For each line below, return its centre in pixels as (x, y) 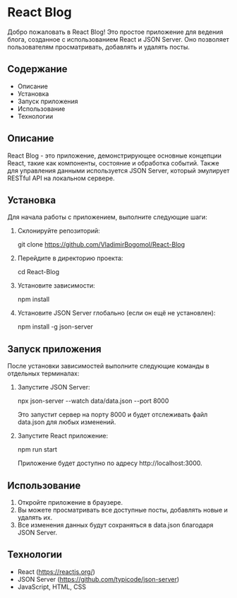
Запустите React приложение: (62, 436)
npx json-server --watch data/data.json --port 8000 (93, 401)
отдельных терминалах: (43, 374)
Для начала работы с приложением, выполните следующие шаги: (108, 217)
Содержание (38, 69)
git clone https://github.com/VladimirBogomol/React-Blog (101, 245)
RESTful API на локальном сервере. (61, 178)
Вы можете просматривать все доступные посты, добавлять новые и (122, 510)
